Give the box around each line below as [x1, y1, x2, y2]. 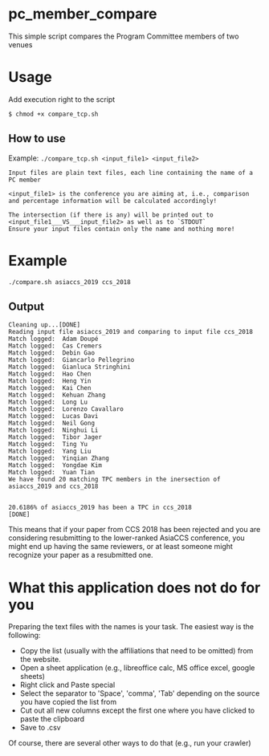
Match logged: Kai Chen [8, 384, 92, 392]
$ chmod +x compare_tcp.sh [8, 110, 99, 118]
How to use [8, 132, 66, 145]
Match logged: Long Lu [8, 398, 88, 406]
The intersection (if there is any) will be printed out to [8, 210, 214, 219]
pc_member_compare [8, 5, 158, 23]
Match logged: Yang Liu [8, 447, 92, 456]
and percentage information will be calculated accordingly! [8, 197, 218, 205]
